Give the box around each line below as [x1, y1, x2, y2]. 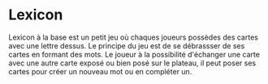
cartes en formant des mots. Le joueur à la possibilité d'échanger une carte [8, 49, 260, 59]
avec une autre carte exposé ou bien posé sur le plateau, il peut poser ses [8, 58, 257, 68]
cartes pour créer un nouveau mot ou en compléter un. [8, 66, 192, 76]
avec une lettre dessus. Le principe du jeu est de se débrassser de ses [8, 40, 245, 50]
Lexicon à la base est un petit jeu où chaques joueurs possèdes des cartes [8, 32, 258, 42]
